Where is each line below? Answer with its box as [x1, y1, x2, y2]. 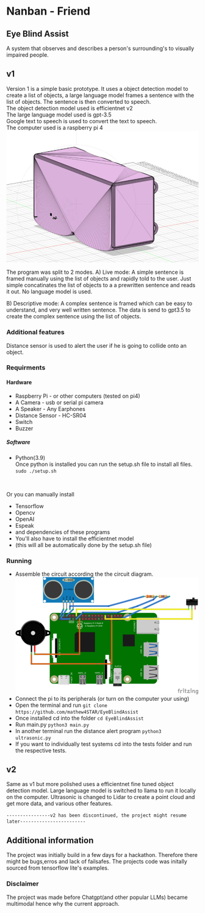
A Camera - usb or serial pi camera [15, 398, 104, 406]
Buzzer [15, 424, 34, 432]
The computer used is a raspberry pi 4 [6, 124, 104, 131]
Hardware [6, 379, 32, 386]
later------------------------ [6, 818, 86, 825]
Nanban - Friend [6, 4, 90, 18]
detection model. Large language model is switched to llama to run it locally [6, 787, 196, 794]
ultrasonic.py [15, 735, 51, 741]
